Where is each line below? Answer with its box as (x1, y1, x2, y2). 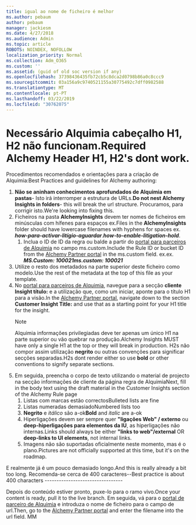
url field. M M (6, 513, 37, 520)
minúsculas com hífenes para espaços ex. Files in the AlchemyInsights (14, 219, 187, 226)
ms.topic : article (6, 42, 51, 48)
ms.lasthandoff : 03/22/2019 (6, 96, 75, 101)
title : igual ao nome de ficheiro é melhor (6, 8, 114, 15)
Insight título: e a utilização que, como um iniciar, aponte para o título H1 (14, 288, 191, 295)
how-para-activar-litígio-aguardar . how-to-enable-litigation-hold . (14, 232, 181, 239)
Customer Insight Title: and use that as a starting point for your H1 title (14, 300, 187, 308)
